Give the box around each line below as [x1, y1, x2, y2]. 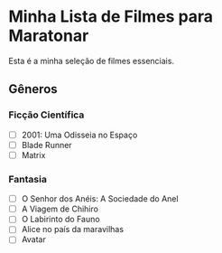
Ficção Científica [8, 108, 85, 121]
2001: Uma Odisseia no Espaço [21, 129, 138, 140]
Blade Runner [21, 139, 73, 150]
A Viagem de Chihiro [21, 203, 98, 214]
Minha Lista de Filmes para [8, 6, 214, 27]
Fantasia [8, 173, 47, 185]
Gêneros [8, 81, 58, 97]
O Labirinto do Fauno [21, 214, 100, 225]
